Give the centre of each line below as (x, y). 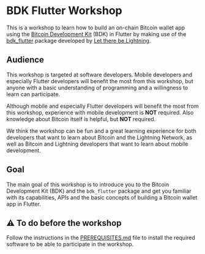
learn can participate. (33, 94)
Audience (25, 60)
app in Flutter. (24, 204)
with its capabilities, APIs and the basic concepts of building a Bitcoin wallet (102, 197)
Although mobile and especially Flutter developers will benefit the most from (102, 106)
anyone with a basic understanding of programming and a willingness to (97, 88)
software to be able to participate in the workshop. (70, 244)
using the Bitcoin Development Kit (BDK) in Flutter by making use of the (96, 34)
